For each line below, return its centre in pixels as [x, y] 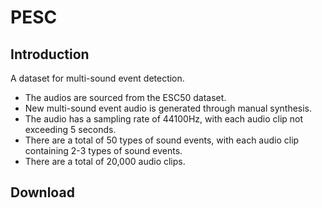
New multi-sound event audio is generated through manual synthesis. [168, 108]
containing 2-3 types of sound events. [103, 150]
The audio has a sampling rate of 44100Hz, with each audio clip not [164, 119]
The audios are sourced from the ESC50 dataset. [125, 97]
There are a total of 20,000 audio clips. [105, 161]
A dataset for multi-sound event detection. [97, 78]
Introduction [50, 54]
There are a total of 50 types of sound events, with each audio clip [162, 140]
